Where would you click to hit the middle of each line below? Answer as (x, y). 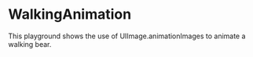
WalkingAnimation (70, 14)
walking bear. (30, 44)
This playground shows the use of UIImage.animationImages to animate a (127, 36)
